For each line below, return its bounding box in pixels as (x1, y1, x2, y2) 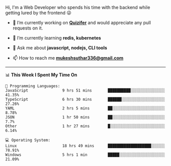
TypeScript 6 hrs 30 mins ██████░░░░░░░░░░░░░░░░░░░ (5, 97, 165, 102)
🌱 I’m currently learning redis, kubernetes (12, 35, 101, 41)
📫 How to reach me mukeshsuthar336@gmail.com (12, 55, 124, 61)
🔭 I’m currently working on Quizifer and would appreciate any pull (12, 20, 151, 25)
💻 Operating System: (5, 137, 51, 143)
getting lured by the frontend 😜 (5, 10, 72, 16)
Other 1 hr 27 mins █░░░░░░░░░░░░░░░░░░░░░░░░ (5, 124, 165, 129)
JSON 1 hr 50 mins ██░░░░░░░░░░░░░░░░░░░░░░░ (5, 115, 165, 120)
